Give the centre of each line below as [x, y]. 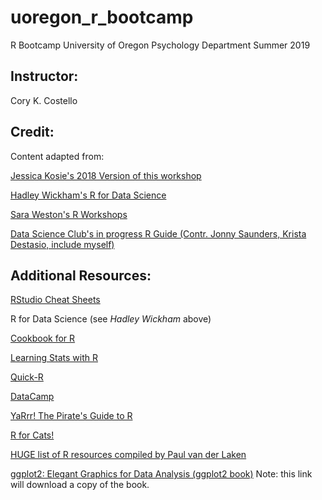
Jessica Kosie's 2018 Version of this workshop [106, 175]
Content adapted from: [57, 156]
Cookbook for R [43, 338]
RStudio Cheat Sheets [55, 300]
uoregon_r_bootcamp [102, 17]
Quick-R [27, 377]
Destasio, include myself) [62, 244]
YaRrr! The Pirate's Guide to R [71, 416]
